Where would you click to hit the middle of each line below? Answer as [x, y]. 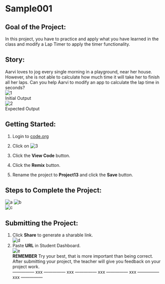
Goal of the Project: [35, 27]
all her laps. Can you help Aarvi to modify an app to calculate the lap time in [82, 82]
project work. [26, 267]
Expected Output [22, 108]
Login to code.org [30, 136]
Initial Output [18, 98]
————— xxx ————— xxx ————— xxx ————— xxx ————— [86, 272]
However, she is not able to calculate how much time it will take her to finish [82, 77]
